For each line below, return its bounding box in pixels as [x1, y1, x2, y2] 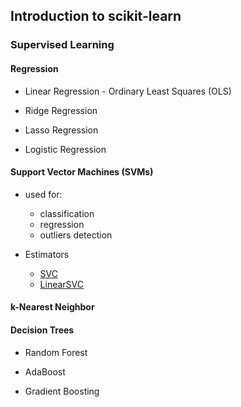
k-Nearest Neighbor [10, 301, 95, 313]
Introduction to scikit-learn [10, 8, 182, 25]
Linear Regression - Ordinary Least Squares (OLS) [24, 85, 232, 97]
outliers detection [39, 229, 113, 241]
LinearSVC [39, 278, 84, 290]
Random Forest [24, 346, 88, 358]
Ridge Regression [24, 104, 98, 116]
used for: [24, 188, 63, 200]
